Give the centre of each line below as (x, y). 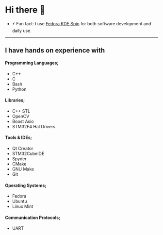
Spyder (19, 159)
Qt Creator (23, 148)
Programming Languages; (32, 63)
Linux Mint (23, 206)
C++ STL (21, 111)
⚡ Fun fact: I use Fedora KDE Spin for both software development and (81, 23)
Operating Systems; (26, 185)
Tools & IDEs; (19, 137)
